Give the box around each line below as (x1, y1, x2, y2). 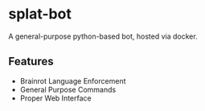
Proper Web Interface (19, 93, 92, 103)
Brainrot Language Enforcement (19, 76, 126, 85)
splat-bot (8, 5, 72, 23)
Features (8, 55, 54, 68)
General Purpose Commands (19, 84, 117, 94)
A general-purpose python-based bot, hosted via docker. (8, 31, 199, 41)
